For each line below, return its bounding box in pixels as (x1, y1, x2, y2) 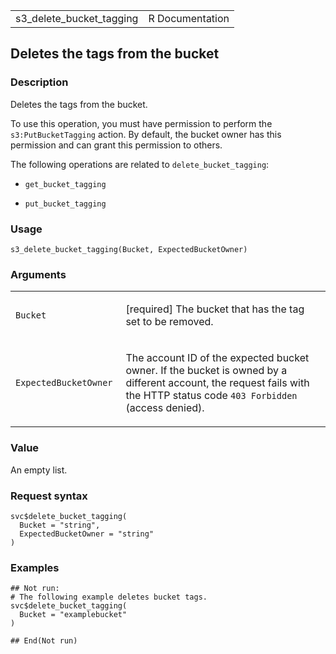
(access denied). (125, 401, 205, 415)
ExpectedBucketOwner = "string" (19, 529, 155, 539)
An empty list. (10, 464, 68, 476)
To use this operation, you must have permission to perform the (10, 117, 273, 129)
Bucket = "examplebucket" (19, 610, 128, 620)
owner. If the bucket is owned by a (125, 364, 288, 378)
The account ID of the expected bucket (125, 351, 310, 365)
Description (10, 75, 69, 89)
